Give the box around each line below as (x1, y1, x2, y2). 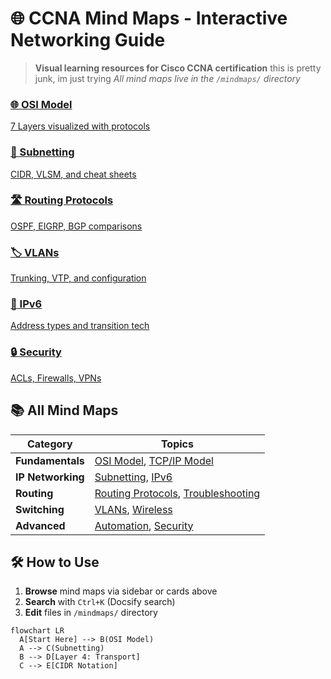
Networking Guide (10, 29, 166, 52)
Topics (160, 437, 194, 451)
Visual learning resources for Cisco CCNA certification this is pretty (34, 62, 322, 74)
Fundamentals (15, 453, 85, 467)
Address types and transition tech (10, 320, 150, 332)
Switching (15, 502, 65, 516)
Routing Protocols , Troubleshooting (94, 486, 261, 500)
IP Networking (15, 470, 85, 484)
